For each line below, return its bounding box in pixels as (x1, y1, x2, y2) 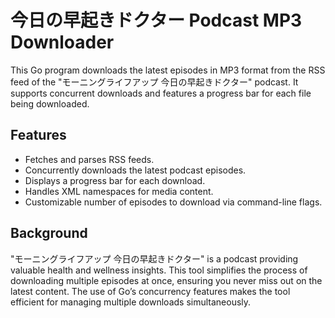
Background (10, 225, 88, 242)
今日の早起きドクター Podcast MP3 (10, 9, 303, 32)
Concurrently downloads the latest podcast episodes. (24, 164, 247, 176)
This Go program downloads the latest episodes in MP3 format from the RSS (10, 64, 326, 76)
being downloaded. (10, 97, 90, 110)
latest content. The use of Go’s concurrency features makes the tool (10, 285, 291, 297)
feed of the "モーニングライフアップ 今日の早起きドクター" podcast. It (10, 76, 299, 88)
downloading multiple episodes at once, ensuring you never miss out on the (10, 274, 323, 286)
